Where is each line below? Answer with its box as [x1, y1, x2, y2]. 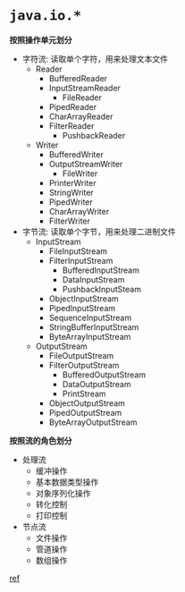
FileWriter [62, 168, 98, 179]
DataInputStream [62, 274, 125, 284]
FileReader [62, 92, 103, 103]
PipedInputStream [48, 302, 116, 313]
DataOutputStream [62, 378, 131, 389]
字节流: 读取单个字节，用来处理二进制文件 [21, 226, 176, 237]
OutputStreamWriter [48, 158, 123, 169]
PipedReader [48, 101, 97, 112]
